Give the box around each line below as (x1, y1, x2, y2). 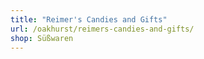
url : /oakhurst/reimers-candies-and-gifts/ (10, 24, 195, 34)
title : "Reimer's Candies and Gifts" (10, 14, 168, 25)
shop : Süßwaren (10, 33, 74, 43)
